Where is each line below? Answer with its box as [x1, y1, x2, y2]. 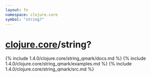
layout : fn [5, 7, 28, 13]
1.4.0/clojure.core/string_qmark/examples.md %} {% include [5, 61, 132, 67]
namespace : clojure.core [5, 12, 58, 17]
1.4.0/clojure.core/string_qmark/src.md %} [5, 66, 95, 72]
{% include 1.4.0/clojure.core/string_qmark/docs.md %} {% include [5, 55, 146, 61]
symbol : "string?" [5, 17, 44, 22]
